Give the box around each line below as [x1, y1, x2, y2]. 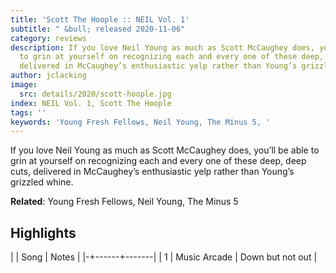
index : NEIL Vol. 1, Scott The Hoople [10, 98, 172, 108]
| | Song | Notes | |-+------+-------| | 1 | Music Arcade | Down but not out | [10, 251, 318, 263]
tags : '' [10, 107, 47, 118]
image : [10, 80, 38, 90]
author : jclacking [10, 71, 87, 81]
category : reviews [10, 33, 87, 43]
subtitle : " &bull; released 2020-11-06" [10, 24, 186, 34]
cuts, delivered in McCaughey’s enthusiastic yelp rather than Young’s [10, 166, 295, 178]
